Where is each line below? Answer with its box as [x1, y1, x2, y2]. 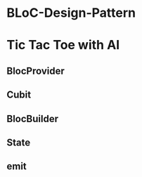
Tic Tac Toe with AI [6, 37, 120, 53]
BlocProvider [6, 65, 65, 77]
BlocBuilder [6, 112, 59, 124]
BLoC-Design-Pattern [6, 5, 136, 21]
